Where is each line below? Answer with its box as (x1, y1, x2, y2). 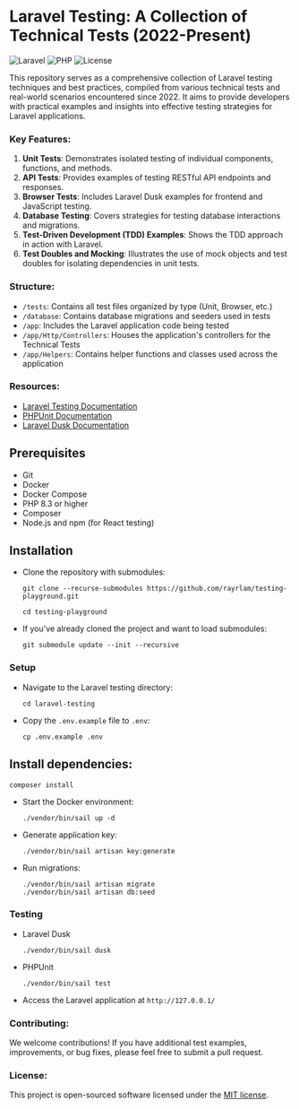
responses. (21, 182, 64, 193)
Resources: (9, 380, 60, 393)
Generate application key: (21, 829, 118, 840)
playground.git (21, 592, 80, 602)
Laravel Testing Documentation (21, 401, 138, 412)
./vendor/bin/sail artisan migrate (21, 879, 156, 888)
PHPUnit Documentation (21, 410, 113, 420)
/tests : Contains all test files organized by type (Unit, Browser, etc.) (21, 300, 273, 311)
